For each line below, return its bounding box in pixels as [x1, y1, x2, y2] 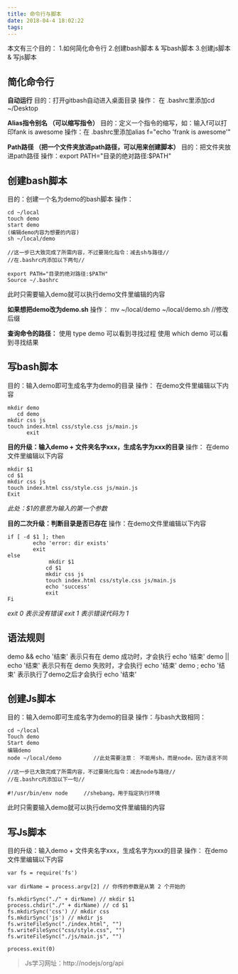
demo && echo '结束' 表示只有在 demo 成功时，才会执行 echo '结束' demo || [7, 652, 229, 661]
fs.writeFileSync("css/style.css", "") [7, 927, 126, 934]
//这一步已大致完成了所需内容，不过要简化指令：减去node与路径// [7, 768, 176, 776]
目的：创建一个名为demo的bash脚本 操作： [7, 195, 134, 203]
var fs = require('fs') [7, 869, 78, 876]
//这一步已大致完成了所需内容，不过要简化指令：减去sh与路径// [7, 249, 170, 256]
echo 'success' [45, 583, 91, 590]
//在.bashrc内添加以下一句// [7, 776, 85, 783]
